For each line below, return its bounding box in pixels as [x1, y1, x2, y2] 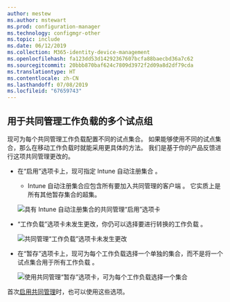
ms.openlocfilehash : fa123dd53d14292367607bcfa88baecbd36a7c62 [7, 56, 194, 62]
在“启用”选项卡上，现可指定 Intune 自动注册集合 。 [17, 167, 161, 175]
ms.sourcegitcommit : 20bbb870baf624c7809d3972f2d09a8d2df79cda [7, 62, 194, 69]
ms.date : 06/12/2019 [7, 42, 67, 49]
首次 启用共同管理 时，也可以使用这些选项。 [7, 287, 129, 296]
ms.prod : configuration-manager [7, 23, 100, 30]
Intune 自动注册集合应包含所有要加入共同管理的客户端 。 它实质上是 [27, 181, 221, 190]
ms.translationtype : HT [7, 68, 76, 75]
